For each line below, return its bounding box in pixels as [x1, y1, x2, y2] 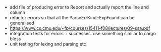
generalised [9, 20, 35, 26]
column [9, 9, 26, 15]
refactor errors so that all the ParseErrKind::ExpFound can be [9, 15, 135, 20]
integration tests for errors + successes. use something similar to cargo [9, 31, 156, 36]
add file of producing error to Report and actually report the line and [9, 4, 149, 10]
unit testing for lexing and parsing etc [9, 41, 87, 47]
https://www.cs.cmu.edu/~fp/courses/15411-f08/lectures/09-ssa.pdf [9, 25, 150, 31]
